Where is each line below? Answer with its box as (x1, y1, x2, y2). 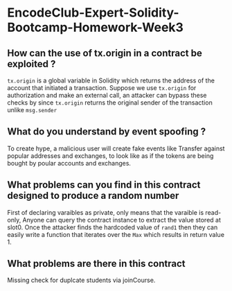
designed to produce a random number (7, 190, 179, 202)
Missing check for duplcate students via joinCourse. (7, 276, 156, 285)
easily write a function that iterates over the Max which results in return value (7, 230, 225, 238)
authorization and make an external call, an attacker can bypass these (7, 91, 207, 99)
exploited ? (7, 58, 56, 70)
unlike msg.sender (7, 106, 57, 114)
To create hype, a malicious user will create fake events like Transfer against (7, 144, 225, 152)
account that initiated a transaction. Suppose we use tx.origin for (7, 84, 197, 91)
